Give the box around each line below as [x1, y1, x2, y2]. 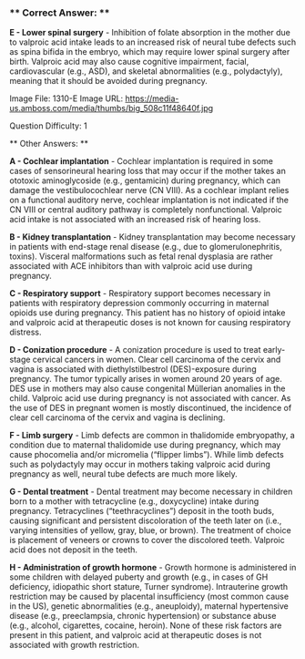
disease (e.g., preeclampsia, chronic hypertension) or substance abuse [9, 611, 277, 622]
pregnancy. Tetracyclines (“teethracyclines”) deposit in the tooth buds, [9, 506, 275, 517]
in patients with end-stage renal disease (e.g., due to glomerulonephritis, [9, 242, 282, 252]
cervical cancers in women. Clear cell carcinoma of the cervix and [32, 354, 281, 366]
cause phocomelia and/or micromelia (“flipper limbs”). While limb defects [9, 449, 284, 460]
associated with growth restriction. [9, 640, 139, 651]
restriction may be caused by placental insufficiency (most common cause [9, 591, 290, 602]
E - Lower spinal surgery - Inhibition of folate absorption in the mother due [9, 27, 291, 38]
